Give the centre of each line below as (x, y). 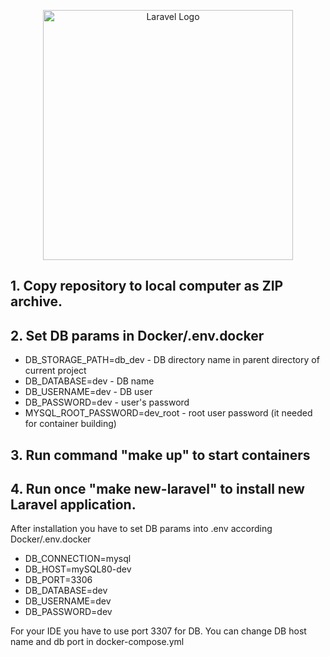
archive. (36, 301)
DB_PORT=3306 (58, 580)
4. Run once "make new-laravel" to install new (157, 488)
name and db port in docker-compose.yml (97, 642)
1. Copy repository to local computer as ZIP (147, 286)
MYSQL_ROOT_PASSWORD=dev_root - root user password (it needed (168, 413)
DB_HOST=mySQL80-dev (78, 569)
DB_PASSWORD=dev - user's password (107, 402)
